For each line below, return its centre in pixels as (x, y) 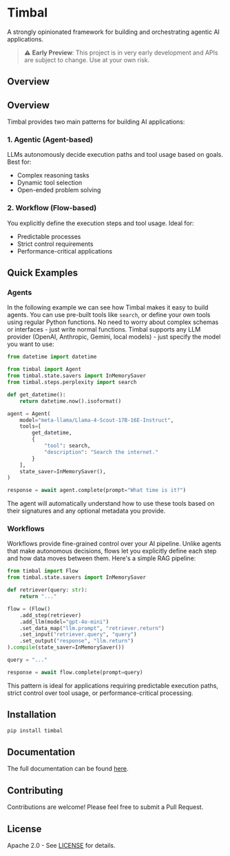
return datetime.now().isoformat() (71, 401)
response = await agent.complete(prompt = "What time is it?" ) (97, 491)
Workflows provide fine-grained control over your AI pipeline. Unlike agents (114, 544)
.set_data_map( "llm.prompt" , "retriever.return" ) (92, 628)
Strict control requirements (55, 244)
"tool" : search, (67, 446)
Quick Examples (43, 273)
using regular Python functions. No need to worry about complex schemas (113, 322)
